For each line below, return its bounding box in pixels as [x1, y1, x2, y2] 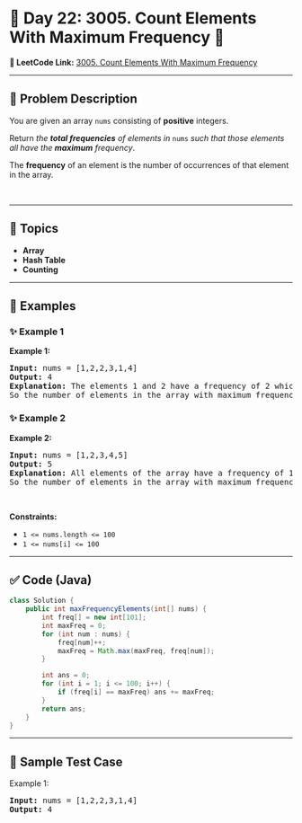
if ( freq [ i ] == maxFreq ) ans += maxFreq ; [57, 687, 216, 697]
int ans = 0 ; [41, 671, 91, 680]
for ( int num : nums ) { [41, 629, 130, 639]
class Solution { [9, 597, 75, 606]
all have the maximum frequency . [9, 142, 136, 153]
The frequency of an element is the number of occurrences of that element [9, 159, 289, 170]
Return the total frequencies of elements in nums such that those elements [9, 132, 285, 143]
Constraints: [9, 511, 58, 522]
